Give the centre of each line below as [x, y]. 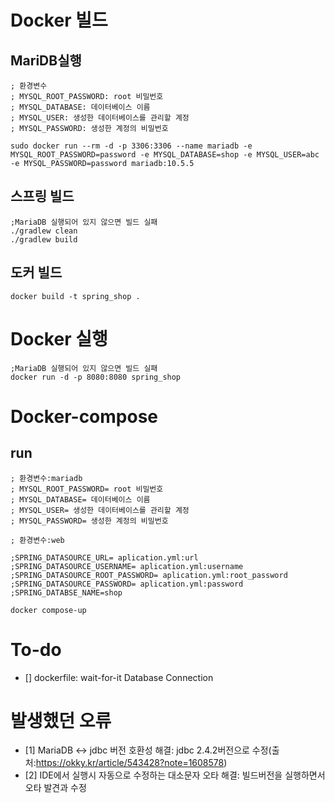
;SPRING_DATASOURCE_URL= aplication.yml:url [104, 557]
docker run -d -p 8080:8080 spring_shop [96, 377]
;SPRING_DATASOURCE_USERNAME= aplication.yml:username [127, 566]
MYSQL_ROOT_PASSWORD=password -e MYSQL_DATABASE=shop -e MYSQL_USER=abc [165, 155]
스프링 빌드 [42, 196]
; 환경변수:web [37, 540]
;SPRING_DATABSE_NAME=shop [66, 592]
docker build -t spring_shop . [75, 296]
